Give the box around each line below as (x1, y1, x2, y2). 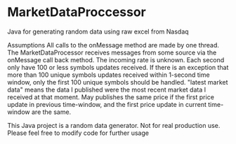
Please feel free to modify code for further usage (7, 129, 150, 137)
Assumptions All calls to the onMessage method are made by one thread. (7, 41, 220, 49)
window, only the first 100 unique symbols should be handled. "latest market (7, 78, 228, 86)
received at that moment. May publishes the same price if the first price (7, 92, 214, 101)
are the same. (31, 108, 72, 116)
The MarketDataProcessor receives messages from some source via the (7, 48, 217, 57)
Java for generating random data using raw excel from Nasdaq (7, 27, 189, 36)
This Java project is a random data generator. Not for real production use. (7, 121, 221, 129)
